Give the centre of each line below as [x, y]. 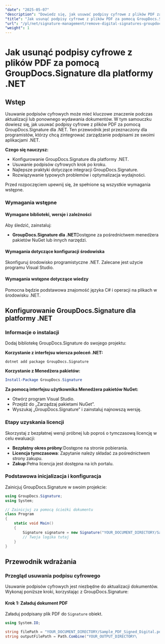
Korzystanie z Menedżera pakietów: [43, 371]
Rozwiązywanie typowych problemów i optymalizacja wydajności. [79, 175]
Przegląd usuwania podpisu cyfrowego [53, 575]
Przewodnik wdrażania [41, 561]
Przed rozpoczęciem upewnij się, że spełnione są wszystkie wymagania [78, 185]
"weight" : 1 [17, 28]
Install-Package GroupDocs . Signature [44, 380]
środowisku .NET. [23, 295]
